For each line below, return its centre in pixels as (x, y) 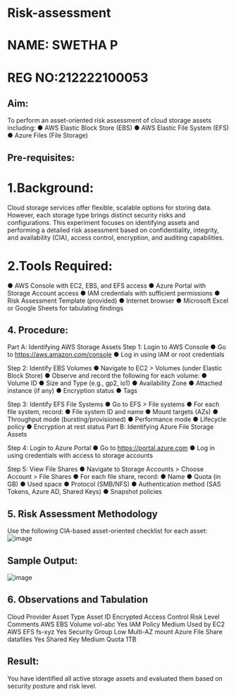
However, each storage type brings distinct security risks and (97, 215)
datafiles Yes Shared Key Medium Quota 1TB (72, 639)
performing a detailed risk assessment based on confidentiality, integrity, (113, 230)
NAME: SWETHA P (63, 46)
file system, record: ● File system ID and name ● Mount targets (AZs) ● (113, 412)
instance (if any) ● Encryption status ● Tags (72, 391)
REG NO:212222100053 (78, 77)
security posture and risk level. (52, 686)
